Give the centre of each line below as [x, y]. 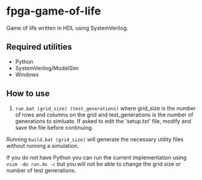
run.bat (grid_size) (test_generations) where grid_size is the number [106, 108]
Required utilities [39, 47]
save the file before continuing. [54, 127]
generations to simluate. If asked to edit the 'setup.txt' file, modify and [103, 121]
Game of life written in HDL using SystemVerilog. [68, 28]
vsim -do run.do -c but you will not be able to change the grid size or [94, 164]
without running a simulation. [43, 145]
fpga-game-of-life [54, 11]
